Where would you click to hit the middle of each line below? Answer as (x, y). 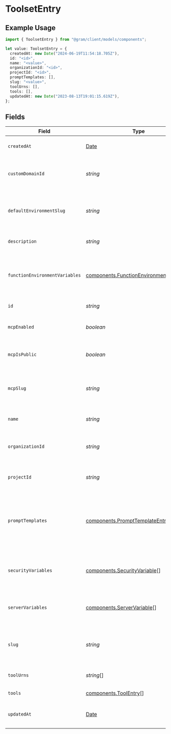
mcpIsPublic (22, 355)
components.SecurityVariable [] (123, 570)
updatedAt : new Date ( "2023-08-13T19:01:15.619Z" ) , (65, 96)
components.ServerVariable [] (121, 608)
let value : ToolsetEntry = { (36, 49)
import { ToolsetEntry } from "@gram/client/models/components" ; (76, 39)
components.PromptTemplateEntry (127, 521)
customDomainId (26, 174)
